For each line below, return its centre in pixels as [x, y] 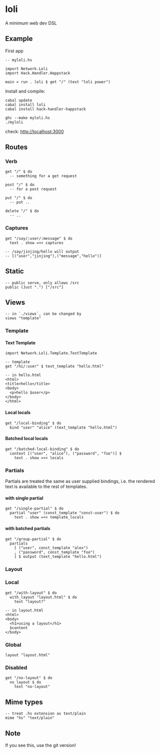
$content [19, 628]
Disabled [16, 667]
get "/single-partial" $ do [34, 508]
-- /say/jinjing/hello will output [42, 251]
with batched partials [28, 528]
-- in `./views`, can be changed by [43, 314]
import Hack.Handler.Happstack [38, 73]
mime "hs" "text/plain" [30, 718]
